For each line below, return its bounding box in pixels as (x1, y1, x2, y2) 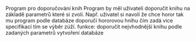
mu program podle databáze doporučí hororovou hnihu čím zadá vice (5, 17, 174, 24)
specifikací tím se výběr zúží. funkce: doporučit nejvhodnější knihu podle (5, 23, 183, 30)
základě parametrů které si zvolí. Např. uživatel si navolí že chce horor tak (5, 11, 184, 18)
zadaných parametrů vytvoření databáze (5, 29, 104, 36)
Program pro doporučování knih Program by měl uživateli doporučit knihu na (5, 5, 190, 12)
